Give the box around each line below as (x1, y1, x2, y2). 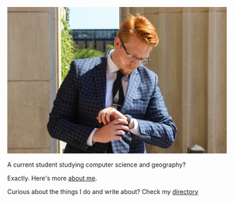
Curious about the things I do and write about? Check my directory (7, 187, 198, 195)
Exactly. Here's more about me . (7, 174, 97, 182)
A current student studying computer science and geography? (7, 160, 186, 169)
